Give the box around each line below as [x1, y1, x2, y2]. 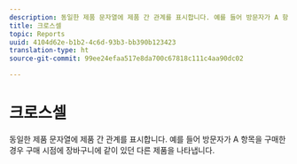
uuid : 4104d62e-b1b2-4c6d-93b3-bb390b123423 [9, 37, 176, 47]
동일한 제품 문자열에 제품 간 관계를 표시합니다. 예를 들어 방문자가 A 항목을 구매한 [9, 134, 286, 144]
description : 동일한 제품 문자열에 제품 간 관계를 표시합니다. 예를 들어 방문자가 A [9, 12, 279, 22]
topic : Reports [9, 29, 66, 38]
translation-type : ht [9, 46, 90, 55]
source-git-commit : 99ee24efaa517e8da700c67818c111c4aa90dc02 [9, 54, 244, 63]
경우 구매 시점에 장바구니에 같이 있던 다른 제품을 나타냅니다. [9, 144, 215, 155]
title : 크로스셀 [9, 21, 62, 30]
